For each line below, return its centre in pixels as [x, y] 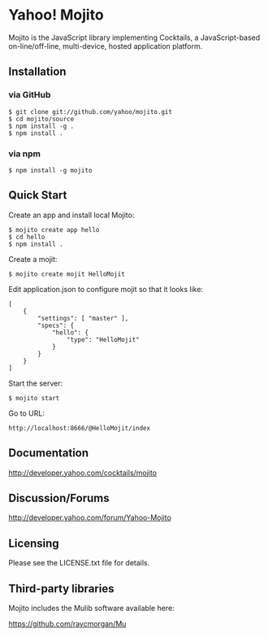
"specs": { [56, 325]
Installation [37, 72]
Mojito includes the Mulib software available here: [91, 608]
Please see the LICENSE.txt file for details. [79, 563]
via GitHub [30, 95]
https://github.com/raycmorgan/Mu [67, 623]
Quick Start [38, 196]
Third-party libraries [61, 589]
